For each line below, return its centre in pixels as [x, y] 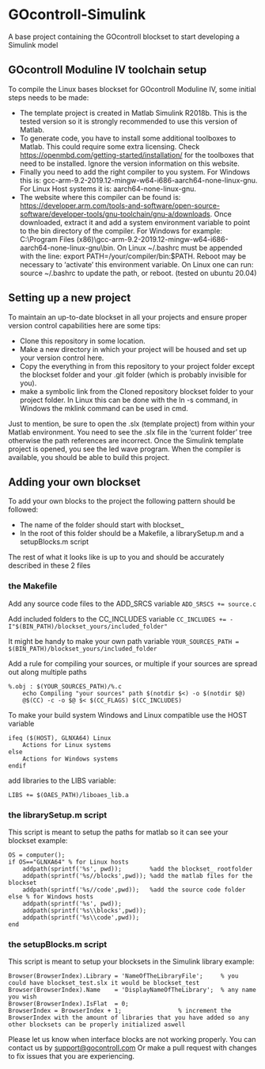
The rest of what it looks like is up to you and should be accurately [116, 557]
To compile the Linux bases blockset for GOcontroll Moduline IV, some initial [132, 89]
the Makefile [33, 586]
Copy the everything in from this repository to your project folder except [137, 366]
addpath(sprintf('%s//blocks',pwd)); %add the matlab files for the [138, 876]
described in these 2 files [49, 565]
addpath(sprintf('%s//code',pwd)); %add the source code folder [134, 890]
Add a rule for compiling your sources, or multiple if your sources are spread [133, 663]
